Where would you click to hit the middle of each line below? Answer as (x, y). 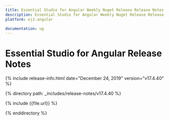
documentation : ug (25, 28)
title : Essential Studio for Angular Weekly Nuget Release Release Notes (85, 10)
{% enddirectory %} (26, 113)
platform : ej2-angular (29, 19)
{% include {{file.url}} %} (31, 103)
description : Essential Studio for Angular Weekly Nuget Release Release (85, 15)
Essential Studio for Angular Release (83, 53)
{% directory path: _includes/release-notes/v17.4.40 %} (63, 94)
